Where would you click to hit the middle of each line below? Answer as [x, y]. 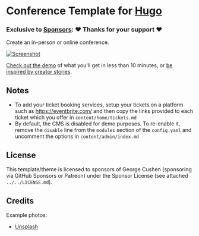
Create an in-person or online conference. [58, 42]
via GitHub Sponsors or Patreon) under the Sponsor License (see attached [97, 176]
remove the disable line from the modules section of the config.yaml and [103, 130]
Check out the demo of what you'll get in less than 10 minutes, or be [89, 65]
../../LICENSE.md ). [29, 182]
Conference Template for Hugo [84, 11]
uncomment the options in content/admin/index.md [77, 136]
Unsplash [26, 226]
